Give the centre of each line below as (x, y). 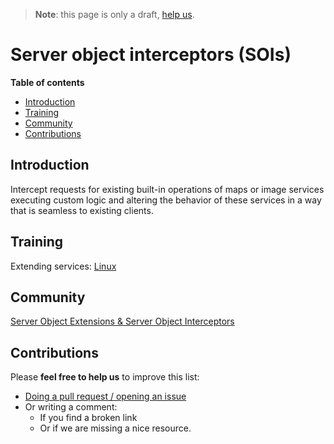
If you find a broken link (88, 418)
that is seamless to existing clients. (82, 210)
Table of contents (47, 82)
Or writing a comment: (71, 407)
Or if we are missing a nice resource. (115, 428)
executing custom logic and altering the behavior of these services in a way (166, 200)
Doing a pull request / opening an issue (105, 396)
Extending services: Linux (63, 266)
